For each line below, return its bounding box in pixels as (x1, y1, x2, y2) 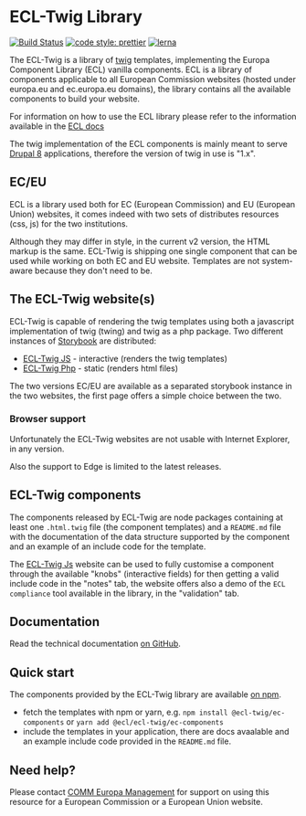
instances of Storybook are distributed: (9, 335, 157, 346)
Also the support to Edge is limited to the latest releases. (9, 461, 222, 472)
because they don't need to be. (35, 265, 153, 276)
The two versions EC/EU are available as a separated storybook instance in (9, 380, 292, 391)
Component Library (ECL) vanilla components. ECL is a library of (9, 64, 253, 75)
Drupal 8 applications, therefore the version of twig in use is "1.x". (9, 148, 256, 159)
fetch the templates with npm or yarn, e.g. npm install (22, 706, 228, 718)
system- (261, 255, 293, 266)
